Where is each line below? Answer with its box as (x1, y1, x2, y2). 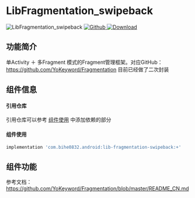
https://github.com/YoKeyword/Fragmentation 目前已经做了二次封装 (6, 66, 169, 73)
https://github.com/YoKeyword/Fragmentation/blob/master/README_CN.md (6, 185, 189, 192)
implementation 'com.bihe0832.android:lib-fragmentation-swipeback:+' (6, 144, 182, 150)
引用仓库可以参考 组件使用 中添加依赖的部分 (6, 116, 112, 124)
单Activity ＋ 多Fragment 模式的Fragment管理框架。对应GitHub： (6, 59, 163, 66)
